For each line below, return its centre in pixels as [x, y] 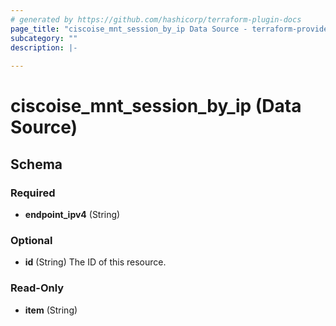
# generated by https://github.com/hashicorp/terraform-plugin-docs [156, 19]
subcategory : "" [44, 38]
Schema [36, 164]
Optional [31, 240]
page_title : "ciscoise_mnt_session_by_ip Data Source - [129, 29]
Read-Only [37, 288]
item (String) [51, 310]
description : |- [44, 47]
